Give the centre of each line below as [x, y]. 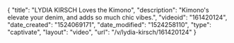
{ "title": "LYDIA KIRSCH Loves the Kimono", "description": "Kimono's [109, 10]
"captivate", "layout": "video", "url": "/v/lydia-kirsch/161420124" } [102, 32]
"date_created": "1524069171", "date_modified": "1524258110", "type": [110, 25]
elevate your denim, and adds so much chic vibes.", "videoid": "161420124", [117, 17]
